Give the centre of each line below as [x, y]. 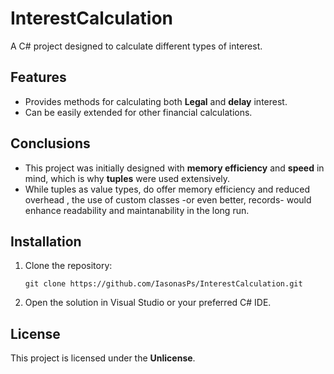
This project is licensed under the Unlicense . [103, 358]
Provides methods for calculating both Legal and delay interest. [156, 101]
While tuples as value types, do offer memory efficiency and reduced [167, 189]
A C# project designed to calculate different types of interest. [136, 46]
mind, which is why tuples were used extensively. [127, 178]
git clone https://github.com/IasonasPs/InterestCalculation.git [163, 284]
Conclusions [50, 143]
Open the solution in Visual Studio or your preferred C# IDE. [148, 303]
